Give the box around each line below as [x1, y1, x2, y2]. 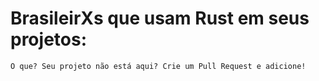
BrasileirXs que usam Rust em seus [10, 7, 310, 30]
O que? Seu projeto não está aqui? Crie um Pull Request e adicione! [10, 61, 307, 71]
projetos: [10, 28, 87, 51]
